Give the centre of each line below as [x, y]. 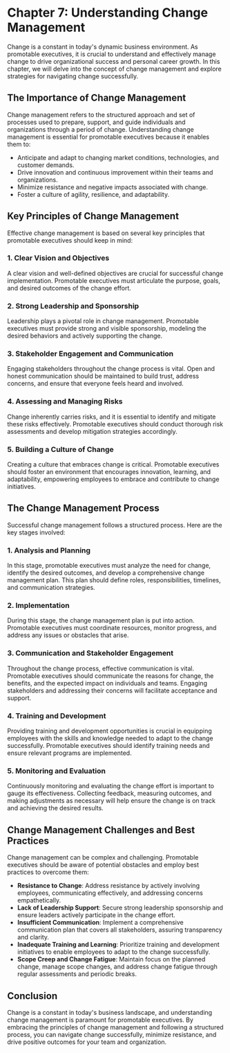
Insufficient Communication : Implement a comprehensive [100, 923]
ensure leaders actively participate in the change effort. [96, 915]
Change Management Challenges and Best [101, 830]
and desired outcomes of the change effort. [69, 288]
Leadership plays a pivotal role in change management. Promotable [103, 321]
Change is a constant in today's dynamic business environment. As [103, 46]
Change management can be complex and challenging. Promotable [103, 858]
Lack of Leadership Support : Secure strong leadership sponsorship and [120, 908]
